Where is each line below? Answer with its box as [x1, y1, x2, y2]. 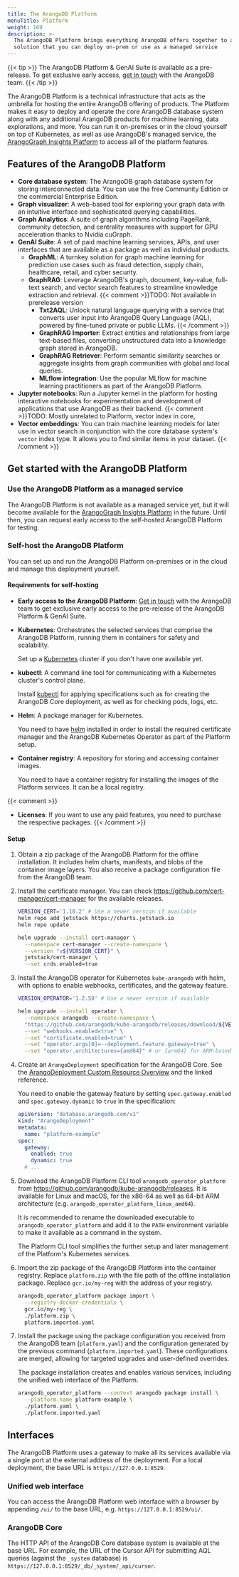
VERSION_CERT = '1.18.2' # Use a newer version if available [17, 908, 197, 916]
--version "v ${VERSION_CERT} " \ [24, 947, 120, 955]
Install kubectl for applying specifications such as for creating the [17, 690, 210, 698]
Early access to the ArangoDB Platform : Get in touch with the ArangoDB [17, 596, 232, 605]
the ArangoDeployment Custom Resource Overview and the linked [17, 1068, 213, 1077]
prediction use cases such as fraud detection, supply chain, [28, 260, 204, 269]
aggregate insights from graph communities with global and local [38, 358, 230, 367]
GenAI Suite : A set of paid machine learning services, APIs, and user [17, 237, 220, 246]
